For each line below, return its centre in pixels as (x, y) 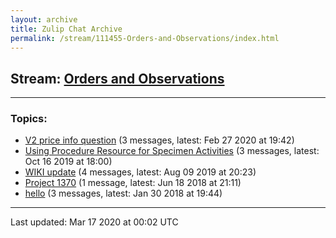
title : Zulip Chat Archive (66, 29)
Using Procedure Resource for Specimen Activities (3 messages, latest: (172, 151)
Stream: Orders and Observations (117, 78)
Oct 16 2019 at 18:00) (68, 162)
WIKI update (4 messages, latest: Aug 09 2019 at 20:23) (140, 172)
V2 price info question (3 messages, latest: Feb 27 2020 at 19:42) (159, 140)
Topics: (29, 119)
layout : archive (44, 19)
